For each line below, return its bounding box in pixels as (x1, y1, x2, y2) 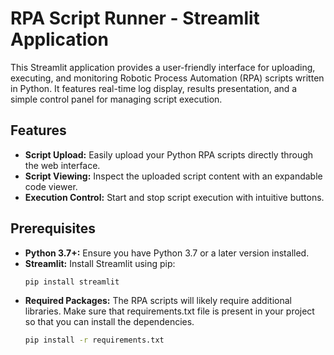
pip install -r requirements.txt (24, 335, 165, 346)
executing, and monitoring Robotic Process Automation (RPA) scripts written (10, 72, 325, 84)
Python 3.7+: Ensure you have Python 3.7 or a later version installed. (24, 247, 310, 259)
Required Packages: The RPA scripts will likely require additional (24, 295, 292, 307)
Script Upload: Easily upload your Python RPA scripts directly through (24, 148, 314, 161)
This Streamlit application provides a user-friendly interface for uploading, (10, 61, 316, 73)
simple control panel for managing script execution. (10, 93, 223, 105)
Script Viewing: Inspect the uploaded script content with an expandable (24, 170, 323, 182)
